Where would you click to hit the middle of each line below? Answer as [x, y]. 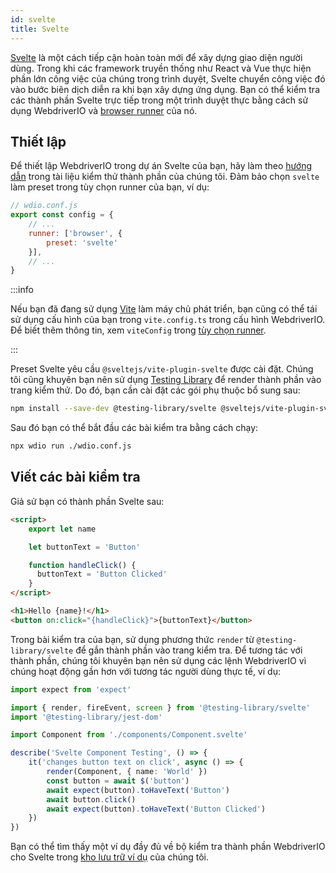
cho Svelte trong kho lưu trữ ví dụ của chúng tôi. [110, 857]
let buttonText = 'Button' [84, 547]
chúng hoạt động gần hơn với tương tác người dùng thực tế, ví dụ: [145, 671]
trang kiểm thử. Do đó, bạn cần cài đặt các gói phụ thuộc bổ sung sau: [155, 390]
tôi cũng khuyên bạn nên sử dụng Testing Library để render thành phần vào [166, 380]
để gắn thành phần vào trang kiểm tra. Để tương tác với [189, 650]
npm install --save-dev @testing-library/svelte [113, 409]
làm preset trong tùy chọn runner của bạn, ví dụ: [110, 187]
